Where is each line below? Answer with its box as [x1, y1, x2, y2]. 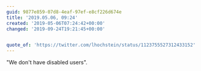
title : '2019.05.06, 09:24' [6, 15, 78, 21]
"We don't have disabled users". [6, 59, 88, 66]
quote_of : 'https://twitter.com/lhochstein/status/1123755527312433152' [6, 42, 196, 49]
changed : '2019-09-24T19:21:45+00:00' [6, 25, 105, 32]
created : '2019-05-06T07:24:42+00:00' [6, 20, 105, 26]
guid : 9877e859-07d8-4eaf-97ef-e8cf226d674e [6, 8, 122, 15]
